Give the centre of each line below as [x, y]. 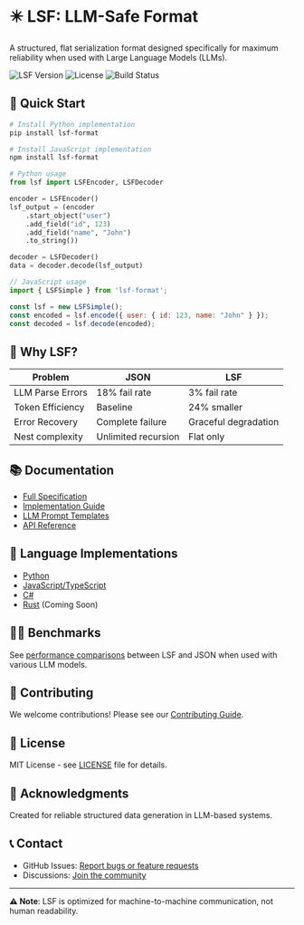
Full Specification [55, 496]
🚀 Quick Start [47, 104]
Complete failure [132, 422]
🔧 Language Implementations [94, 554]
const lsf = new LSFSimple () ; [66, 307]
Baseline [114, 408]
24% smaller [215, 408]
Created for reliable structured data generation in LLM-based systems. [141, 815]
